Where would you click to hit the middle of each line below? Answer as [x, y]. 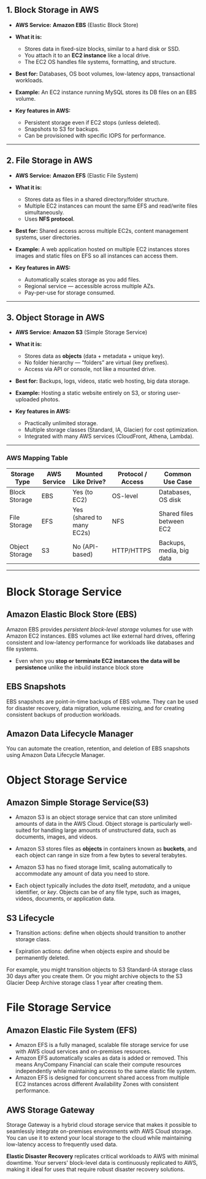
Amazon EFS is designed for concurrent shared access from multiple [102, 1078]
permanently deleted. [42, 958]
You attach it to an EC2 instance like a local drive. [87, 55]
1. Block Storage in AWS [53, 10]
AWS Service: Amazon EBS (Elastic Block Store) [77, 25]
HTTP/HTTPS [132, 550]
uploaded [27, 399]
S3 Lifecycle [31, 918]
